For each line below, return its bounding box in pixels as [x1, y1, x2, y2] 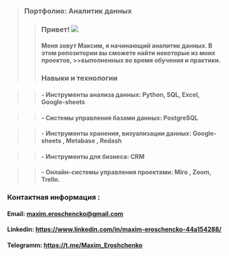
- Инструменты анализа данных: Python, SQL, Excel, [41, 90, 200, 98]
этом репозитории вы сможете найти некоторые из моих [41, 49, 215, 57]
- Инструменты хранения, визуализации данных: [41, 129, 192, 138]
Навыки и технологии [41, 74, 118, 83]
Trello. [41, 175, 61, 184]
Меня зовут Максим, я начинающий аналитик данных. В [41, 41, 213, 50]
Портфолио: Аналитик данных [23, 6, 132, 16]
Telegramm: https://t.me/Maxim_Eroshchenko [7, 241, 143, 250]
